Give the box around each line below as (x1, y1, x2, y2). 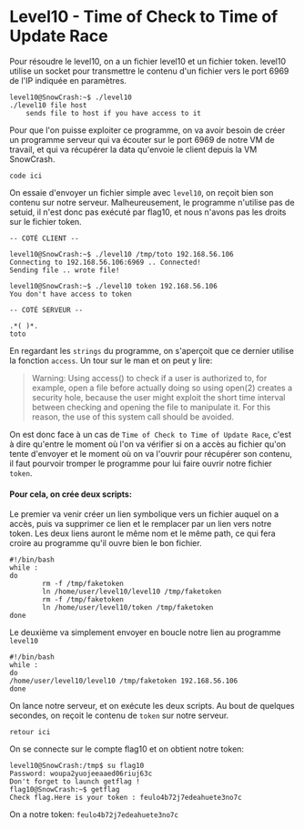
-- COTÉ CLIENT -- (9, 234, 79, 243)
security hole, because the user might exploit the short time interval (31, 391, 286, 402)
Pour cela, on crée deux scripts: (9, 489, 132, 500)
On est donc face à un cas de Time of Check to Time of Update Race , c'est (9, 429, 291, 440)
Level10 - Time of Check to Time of (9, 6, 279, 27)
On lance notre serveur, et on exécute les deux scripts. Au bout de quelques (9, 701, 295, 712)
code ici (9, 171, 43, 180)
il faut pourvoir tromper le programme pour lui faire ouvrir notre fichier (9, 458, 273, 469)
